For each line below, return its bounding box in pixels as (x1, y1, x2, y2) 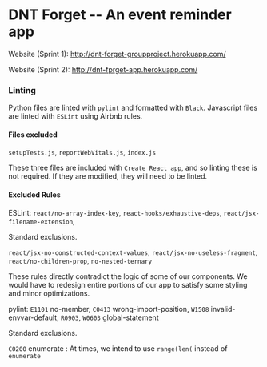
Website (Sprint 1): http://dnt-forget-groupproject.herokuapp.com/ (8, 49, 226, 58)
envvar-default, (8, 313, 59, 322)
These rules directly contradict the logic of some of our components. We (8, 271, 248, 281)
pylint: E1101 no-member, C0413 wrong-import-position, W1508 (8, 304, 209, 313)
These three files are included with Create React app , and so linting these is (8, 163, 257, 173)
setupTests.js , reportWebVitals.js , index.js (8, 147, 157, 157)
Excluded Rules (8, 190, 62, 200)
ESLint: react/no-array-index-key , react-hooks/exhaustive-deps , (8, 208, 222, 217)
